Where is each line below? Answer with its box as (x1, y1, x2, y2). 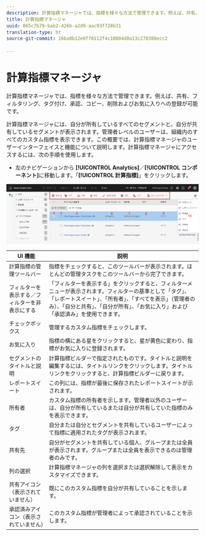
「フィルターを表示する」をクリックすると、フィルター (48, 279, 187, 287)
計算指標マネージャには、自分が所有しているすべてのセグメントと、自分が (6, 120, 192, 127)
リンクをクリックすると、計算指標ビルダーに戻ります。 (48, 370, 187, 377)
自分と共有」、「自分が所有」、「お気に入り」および (65, 302, 188, 310)
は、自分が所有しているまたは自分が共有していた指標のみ (48, 404, 193, 412)
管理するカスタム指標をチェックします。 (48, 324, 151, 331)
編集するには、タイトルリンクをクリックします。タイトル (48, 362, 193, 369)
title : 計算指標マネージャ (6, 16, 67, 23)
